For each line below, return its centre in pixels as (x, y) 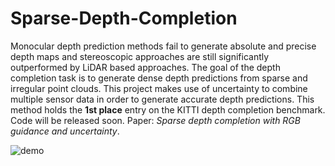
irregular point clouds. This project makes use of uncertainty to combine (159, 88)
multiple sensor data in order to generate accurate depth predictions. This (162, 99)
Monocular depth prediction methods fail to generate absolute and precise (163, 46)
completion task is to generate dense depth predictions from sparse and (159, 78)
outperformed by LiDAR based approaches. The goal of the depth (145, 67)
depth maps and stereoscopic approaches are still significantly (140, 56)
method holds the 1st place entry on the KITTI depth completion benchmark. (168, 109)
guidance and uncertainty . (65, 131)
